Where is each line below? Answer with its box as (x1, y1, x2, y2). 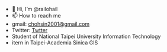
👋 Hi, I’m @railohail (11, 6, 58, 12)
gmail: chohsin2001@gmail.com (11, 20, 90, 27)
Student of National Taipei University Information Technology (11, 33, 161, 40)
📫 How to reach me (11, 12, 61, 19)
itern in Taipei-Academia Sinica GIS (11, 39, 98, 46)
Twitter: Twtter (11, 27, 48, 33)
